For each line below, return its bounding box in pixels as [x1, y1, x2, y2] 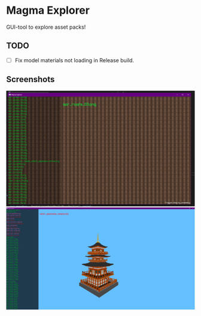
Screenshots [6, 74, 55, 84]
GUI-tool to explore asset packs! [6, 23, 86, 31]
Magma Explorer [6, 4, 90, 17]
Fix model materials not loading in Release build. [14, 56, 135, 63]
